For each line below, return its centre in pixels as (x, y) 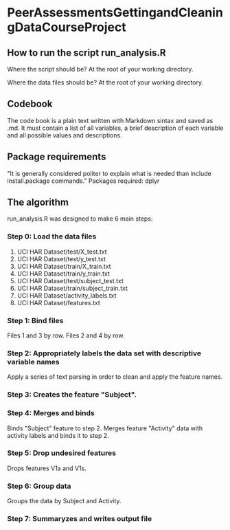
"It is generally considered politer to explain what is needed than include (109, 173)
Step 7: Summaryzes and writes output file (80, 519)
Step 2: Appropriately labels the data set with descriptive (104, 353)
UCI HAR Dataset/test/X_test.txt (62, 252)
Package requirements (57, 157)
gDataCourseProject (67, 27)
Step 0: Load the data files (52, 236)
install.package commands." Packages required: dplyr (83, 181)
